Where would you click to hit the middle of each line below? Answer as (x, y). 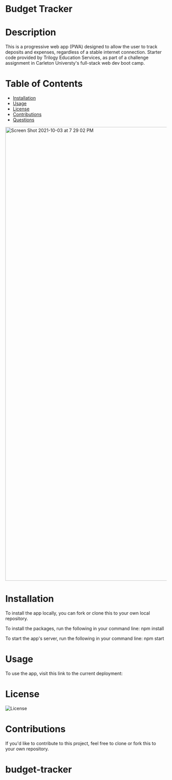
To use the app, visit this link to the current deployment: (64, 673)
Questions (24, 120)
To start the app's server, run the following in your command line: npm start (85, 638)
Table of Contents (44, 84)
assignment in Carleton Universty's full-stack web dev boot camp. (75, 63)
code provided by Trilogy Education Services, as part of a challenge (77, 58)
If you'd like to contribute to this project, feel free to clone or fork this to (81, 743)
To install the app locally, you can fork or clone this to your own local (78, 613)
